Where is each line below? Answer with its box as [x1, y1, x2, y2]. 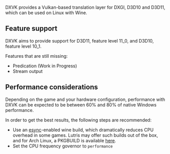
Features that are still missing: [5, 53, 68, 59]
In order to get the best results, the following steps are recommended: [5, 117, 152, 123]
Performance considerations [5, 83, 98, 92]
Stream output [12, 68, 43, 74]
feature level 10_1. [5, 43, 42, 49]
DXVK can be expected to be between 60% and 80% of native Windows [5, 101, 157, 108]
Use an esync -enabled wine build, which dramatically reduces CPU [12, 127, 154, 133]
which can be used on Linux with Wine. [5, 10, 87, 16]
